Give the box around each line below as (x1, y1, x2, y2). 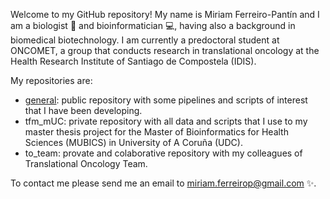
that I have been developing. (24, 105, 143, 116)
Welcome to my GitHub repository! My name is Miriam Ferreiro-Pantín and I (10, 9, 320, 20)
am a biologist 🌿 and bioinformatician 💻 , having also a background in (10, 20, 296, 31)
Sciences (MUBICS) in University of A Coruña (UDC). (24, 137, 243, 148)
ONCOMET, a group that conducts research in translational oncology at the (10, 45, 320, 56)
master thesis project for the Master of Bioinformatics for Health (24, 126, 289, 138)
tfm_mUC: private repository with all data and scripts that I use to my (24, 115, 308, 127)
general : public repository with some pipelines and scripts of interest (24, 94, 308, 106)
